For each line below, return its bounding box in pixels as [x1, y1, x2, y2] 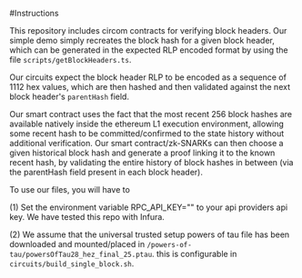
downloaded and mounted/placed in [9, 239, 146, 249]
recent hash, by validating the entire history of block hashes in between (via [9, 157, 294, 167]
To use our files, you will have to [9, 184, 130, 194]
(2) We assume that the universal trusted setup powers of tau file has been [9, 229, 290, 240]
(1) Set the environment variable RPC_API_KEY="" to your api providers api [9, 202, 288, 213]
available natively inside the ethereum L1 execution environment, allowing [9, 118, 285, 129]
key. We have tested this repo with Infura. [9, 212, 166, 222]
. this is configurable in [151, 249, 237, 259]
